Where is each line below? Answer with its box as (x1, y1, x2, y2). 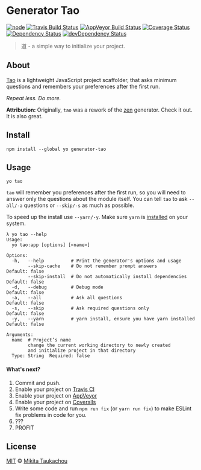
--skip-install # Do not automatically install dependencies (28, 274, 187, 280)
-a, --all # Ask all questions (11, 295, 122, 301)
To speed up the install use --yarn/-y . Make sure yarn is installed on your (6, 214, 188, 221)
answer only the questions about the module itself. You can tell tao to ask (6, 195, 188, 203)
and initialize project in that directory (28, 348, 136, 354)
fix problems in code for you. (14, 411, 87, 418)
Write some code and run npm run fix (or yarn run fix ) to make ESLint (14, 405, 192, 412)
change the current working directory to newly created (28, 342, 171, 349)
